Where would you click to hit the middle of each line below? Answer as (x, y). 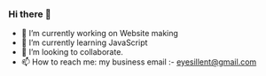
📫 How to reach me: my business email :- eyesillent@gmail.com (139, 62)
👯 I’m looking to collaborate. (72, 52)
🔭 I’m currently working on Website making (100, 34)
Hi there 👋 (30, 14)
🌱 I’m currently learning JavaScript (84, 42)
